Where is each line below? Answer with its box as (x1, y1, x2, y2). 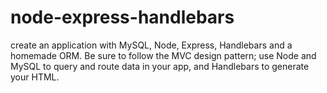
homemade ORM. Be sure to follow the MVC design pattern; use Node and (10, 49, 317, 61)
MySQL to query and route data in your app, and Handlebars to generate (10, 60, 310, 72)
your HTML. (10, 71, 60, 83)
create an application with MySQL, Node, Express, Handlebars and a (10, 39, 293, 51)
